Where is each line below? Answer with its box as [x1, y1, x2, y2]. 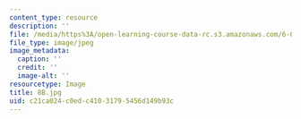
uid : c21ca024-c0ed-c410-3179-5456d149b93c [9, 96, 175, 106]
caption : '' [17, 55, 63, 64]
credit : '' [17, 64, 58, 72]
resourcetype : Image [9, 80, 87, 89]
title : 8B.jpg [9, 88, 63, 97]
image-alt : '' [17, 72, 70, 81]
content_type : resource [9, 13, 99, 22]
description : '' [9, 21, 70, 30]
